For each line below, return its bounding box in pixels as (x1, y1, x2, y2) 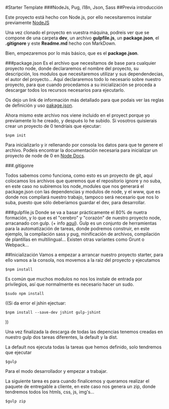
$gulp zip (5, 399, 26, 404)
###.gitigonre (5, 162, 34, 169)
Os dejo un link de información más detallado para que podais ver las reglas (5, 97, 164, 103)
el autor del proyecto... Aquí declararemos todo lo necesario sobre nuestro (5, 76, 161, 82)
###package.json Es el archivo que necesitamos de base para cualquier (5, 60, 156, 66)
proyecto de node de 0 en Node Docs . (5, 153, 85, 158)
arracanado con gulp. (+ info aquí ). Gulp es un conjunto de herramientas (5, 220, 157, 226)
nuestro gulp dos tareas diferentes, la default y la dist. (5, 334, 118, 340)
